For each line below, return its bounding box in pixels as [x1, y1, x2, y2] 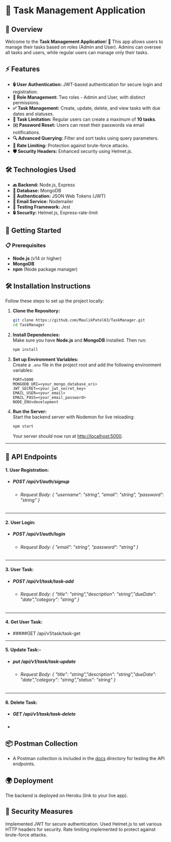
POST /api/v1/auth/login [12, 531, 66, 537]
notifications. [12, 129, 41, 135]
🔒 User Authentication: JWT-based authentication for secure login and [12, 81, 162, 87]
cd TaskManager [12, 322, 45, 327]
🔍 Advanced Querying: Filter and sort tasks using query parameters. [12, 135, 159, 141]
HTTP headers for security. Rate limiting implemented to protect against [5, 826, 156, 832]
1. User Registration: [5, 467, 49, 473]
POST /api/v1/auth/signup [12, 478, 70, 485]
